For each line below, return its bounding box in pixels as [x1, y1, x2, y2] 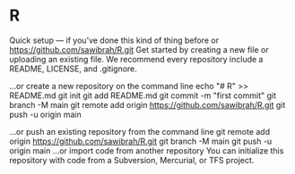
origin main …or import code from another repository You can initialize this [9, 145, 284, 156]
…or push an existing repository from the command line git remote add [9, 126, 271, 137]
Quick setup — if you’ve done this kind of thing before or [9, 35, 220, 46]
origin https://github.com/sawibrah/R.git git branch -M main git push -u [9, 136, 273, 146]
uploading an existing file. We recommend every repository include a [9, 54, 264, 64]
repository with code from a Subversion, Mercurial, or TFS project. [9, 154, 255, 165]
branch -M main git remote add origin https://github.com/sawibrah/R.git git [9, 99, 286, 110]
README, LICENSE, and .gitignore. [9, 63, 137, 74]
